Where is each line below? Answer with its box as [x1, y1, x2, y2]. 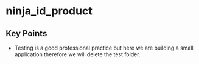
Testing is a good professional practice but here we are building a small [14, 44, 194, 51]
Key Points [5, 28, 47, 39]
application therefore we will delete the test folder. [14, 51, 141, 58]
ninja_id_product [5, 4, 93, 18]
